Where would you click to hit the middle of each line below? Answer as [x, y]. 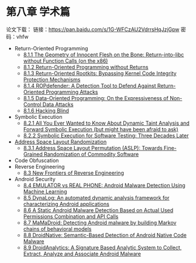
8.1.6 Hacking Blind [46, 110]
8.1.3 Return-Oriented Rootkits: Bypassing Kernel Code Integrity [100, 73]
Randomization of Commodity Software [91, 154]
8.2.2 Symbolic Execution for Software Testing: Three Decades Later [106, 135]
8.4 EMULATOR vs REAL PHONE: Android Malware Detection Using [104, 185]
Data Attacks [58, 104]
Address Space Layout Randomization [61, 142]
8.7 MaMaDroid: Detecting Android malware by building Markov [100, 223]
